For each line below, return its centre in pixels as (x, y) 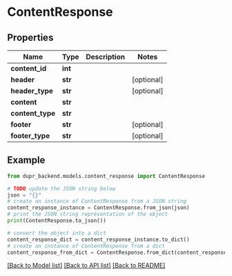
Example (26, 160)
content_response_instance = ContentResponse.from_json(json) (98, 208)
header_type (32, 91)
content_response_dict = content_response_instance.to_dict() (98, 239)
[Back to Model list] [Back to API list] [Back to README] (86, 266)
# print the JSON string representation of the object (88, 215)
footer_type (30, 136)
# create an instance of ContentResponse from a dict (86, 246)
